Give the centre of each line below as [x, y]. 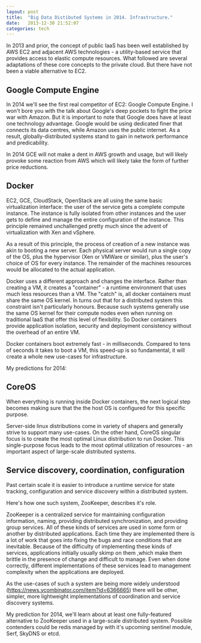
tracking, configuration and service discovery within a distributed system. [97, 491]
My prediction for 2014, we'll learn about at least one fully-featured [89, 614]
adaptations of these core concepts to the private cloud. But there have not [99, 65]
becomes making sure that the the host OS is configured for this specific [96, 408]
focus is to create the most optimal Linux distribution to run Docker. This [95, 438]
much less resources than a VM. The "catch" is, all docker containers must [98, 294]
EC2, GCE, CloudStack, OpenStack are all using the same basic [85, 200]
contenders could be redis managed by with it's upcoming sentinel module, [99, 627]
